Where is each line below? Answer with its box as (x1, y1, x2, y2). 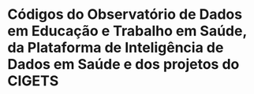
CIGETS (7, 72, 59, 90)
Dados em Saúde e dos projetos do (7, 56, 240, 74)
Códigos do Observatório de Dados (7, 5, 242, 23)
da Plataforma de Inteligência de (7, 39, 224, 56)
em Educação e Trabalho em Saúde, (7, 22, 248, 40)
